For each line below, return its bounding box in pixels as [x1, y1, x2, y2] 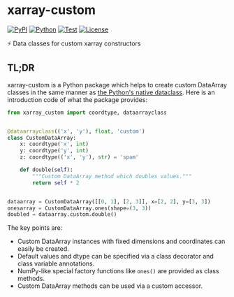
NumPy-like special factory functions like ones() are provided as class [17, 267, 219, 275]
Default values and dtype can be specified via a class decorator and [17, 252, 214, 261]
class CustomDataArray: [7, 134, 77, 141]
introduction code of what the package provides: [7, 95, 148, 103]
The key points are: [7, 224, 63, 232]
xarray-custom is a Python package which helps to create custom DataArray [7, 80, 227, 89]
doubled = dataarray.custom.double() [7, 211, 117, 218]
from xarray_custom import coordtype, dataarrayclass [7, 109, 168, 116]
